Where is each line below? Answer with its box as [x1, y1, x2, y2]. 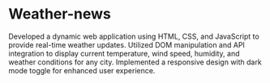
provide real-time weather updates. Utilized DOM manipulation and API [8, 39, 246, 49]
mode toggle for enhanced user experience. [8, 65, 156, 75]
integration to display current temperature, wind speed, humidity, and [8, 48, 241, 58]
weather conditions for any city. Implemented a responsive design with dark [8, 57, 262, 67]
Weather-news [8, 5, 111, 23]
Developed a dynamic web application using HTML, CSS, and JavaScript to [8, 31, 259, 41]
